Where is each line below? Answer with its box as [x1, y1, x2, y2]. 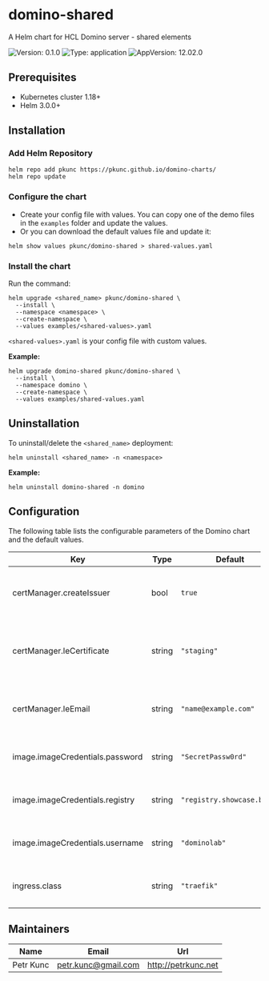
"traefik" [180, 881, 219, 890]
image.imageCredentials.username [12, 837, 144, 848]
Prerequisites [8, 70, 77, 85]
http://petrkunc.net [147, 959, 219, 971]
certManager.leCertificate [12, 645, 110, 656]
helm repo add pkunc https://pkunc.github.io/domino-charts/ [8, 166, 217, 174]
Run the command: [8, 278, 71, 289]
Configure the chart [8, 191, 86, 202]
